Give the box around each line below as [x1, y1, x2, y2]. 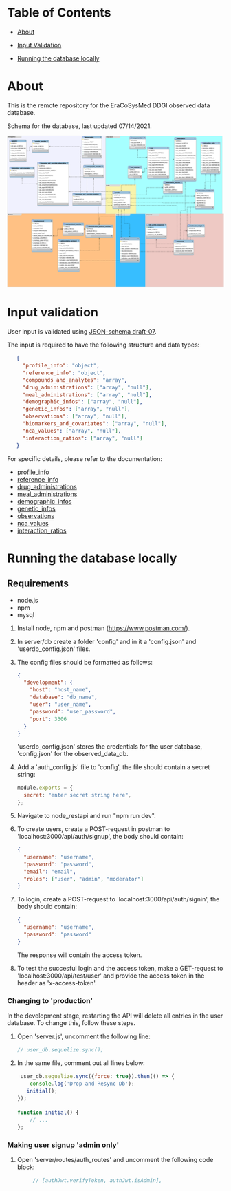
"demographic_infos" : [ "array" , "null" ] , [22, 398, 143, 405]
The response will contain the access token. [16, 951, 142, 959]
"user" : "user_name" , [30, 701, 91, 708]
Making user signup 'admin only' [7, 1140, 120, 1150]
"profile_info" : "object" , [22, 363, 100, 369]
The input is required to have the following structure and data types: [7, 341, 200, 349]
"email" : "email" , [23, 868, 76, 875]
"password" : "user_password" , [30, 708, 116, 715]
